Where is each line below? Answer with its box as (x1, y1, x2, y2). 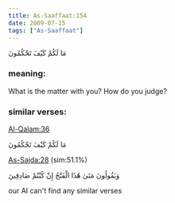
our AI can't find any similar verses (8, 185, 122, 195)
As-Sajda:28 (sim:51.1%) (8, 154, 87, 164)
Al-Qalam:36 (8, 124, 50, 134)
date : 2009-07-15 (8, 19, 66, 27)
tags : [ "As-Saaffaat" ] (8, 26, 84, 34)
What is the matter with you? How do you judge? (8, 86, 167, 96)
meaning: (8, 68, 46, 80)
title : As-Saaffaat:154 (8, 11, 87, 20)
